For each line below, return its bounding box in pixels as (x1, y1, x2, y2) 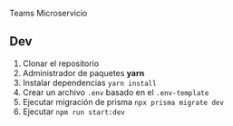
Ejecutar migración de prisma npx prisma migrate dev (22, 96, 225, 107)
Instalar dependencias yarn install (22, 77, 157, 88)
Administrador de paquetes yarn (22, 67, 145, 78)
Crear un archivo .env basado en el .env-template (22, 86, 209, 98)
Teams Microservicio (9, 8, 88, 18)
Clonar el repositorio (22, 58, 100, 69)
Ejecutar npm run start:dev (22, 106, 125, 117)
